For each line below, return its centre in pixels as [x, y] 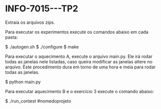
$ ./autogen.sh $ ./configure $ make [42, 47]
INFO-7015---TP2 [42, 9]
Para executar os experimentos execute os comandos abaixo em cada [77, 32]
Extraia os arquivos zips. [30, 22]
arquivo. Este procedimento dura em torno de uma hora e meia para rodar [80, 67]
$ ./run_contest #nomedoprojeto [38, 101]
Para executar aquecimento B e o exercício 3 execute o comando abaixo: [80, 91]
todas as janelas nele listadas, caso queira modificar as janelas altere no [79, 61]
